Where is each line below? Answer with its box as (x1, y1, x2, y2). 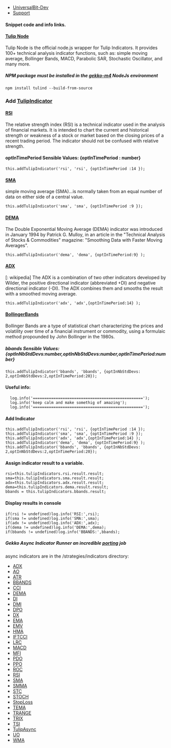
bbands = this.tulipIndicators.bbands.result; (5, 489, 106, 495)
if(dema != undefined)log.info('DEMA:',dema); (5, 525, 106, 530)
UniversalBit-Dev (12, 5, 49, 10)
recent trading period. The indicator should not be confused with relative (5, 138, 159, 144)
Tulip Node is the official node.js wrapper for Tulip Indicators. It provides (5, 45, 158, 51)
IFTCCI (12, 633, 28, 639)
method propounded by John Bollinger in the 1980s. (5, 333, 115, 339)
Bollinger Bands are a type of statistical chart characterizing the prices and (5, 323, 163, 329)
